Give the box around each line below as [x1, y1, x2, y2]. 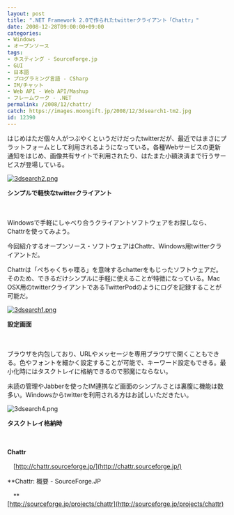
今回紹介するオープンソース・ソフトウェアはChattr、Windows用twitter [7, 241, 210, 250]
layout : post [7, 10, 45, 17]
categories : [7, 29, 42, 37]
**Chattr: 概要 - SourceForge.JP [7, 477, 101, 485]
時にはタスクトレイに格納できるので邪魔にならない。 [19, 367, 172, 375]
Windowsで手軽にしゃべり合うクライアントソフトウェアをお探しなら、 [7, 218, 211, 227]
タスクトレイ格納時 [7, 419, 63, 427]
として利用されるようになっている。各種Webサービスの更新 [49, 142, 221, 151]
